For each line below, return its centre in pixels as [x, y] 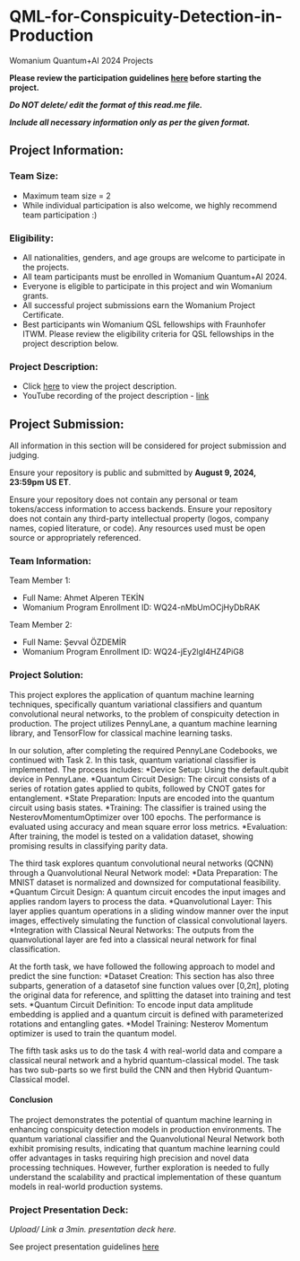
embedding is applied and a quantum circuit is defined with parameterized [146, 1014]
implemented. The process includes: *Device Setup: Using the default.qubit [149, 769]
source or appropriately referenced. [75, 538]
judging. [25, 455]
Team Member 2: [41, 625]
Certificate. [43, 314]
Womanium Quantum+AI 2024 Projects [81, 60]
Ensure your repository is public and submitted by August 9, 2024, [133, 472]
